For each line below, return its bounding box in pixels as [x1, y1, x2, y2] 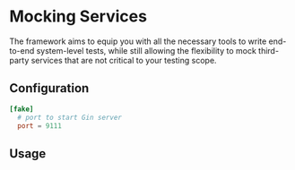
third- [258, 45, 280, 55]
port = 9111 [17, 121, 63, 131]
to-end [9, 45, 35, 55]
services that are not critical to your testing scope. [30, 55, 217, 65]
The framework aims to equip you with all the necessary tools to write [9, 36, 267, 47]
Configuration [9, 81, 90, 96]
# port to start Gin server [17, 113, 123, 122]
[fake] [9, 105, 34, 114]
